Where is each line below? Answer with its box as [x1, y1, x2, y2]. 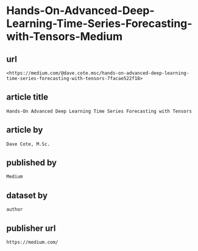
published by [6, 158, 57, 168]
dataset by [6, 190, 48, 200]
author [6, 206, 23, 213]
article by [6, 125, 43, 135]
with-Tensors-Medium [6, 30, 123, 43]
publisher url [6, 223, 56, 233]
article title [6, 92, 49, 103]
